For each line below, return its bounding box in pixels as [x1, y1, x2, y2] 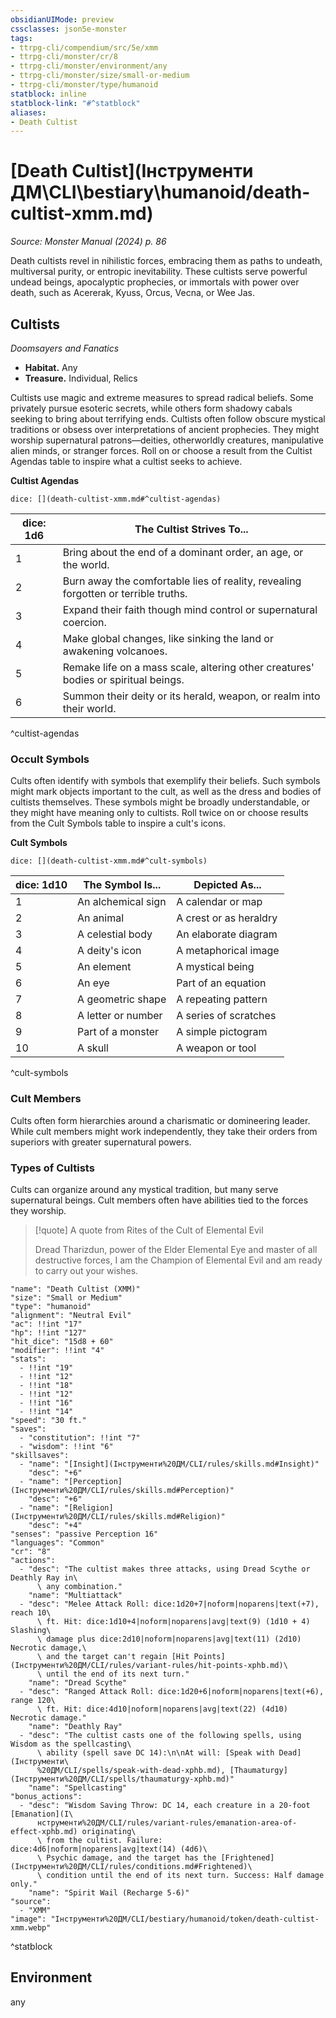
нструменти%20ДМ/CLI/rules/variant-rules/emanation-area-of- [36, 1817, 298, 1828]
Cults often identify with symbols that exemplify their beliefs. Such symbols [10, 775, 321, 787]
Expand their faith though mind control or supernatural [62, 603, 318, 616]
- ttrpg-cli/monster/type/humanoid [10, 80, 159, 90]
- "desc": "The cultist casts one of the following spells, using [19, 1730, 302, 1740]
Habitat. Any [24, 362, 78, 373]
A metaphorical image [176, 944, 280, 958]
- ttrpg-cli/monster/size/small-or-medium [10, 71, 190, 81]
